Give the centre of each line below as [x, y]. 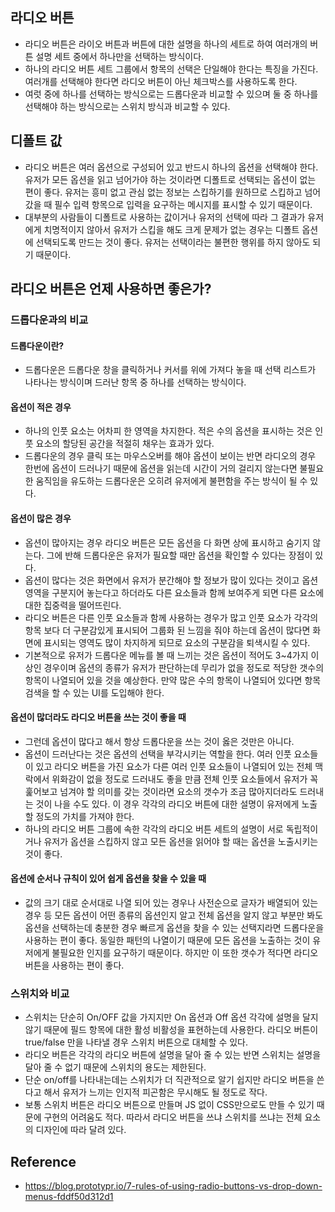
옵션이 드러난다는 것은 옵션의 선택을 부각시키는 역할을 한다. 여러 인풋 [158, 754]
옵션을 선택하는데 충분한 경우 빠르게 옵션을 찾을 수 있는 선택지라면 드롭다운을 [174, 927]
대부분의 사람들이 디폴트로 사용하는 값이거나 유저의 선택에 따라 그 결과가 [165, 217]
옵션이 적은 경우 [41, 407]
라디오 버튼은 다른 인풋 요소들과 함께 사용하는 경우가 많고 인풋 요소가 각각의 [171, 617]
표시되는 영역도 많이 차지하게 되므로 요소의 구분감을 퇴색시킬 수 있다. [177, 642]
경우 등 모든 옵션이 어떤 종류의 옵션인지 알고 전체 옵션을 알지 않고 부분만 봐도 [174, 915]
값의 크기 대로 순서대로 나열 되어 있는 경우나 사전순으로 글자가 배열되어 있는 [171, 902]
